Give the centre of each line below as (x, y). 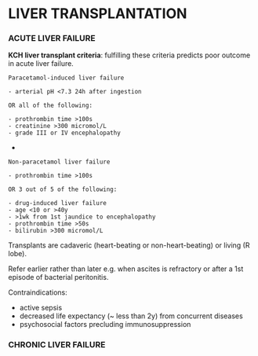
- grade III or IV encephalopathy (65, 133)
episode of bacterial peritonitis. (58, 277)
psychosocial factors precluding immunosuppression (105, 325)
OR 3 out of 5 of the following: (63, 189)
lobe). (18, 254)
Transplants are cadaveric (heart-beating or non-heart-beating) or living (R (129, 245)
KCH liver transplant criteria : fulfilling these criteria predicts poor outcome (129, 55)
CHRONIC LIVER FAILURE (57, 345)
